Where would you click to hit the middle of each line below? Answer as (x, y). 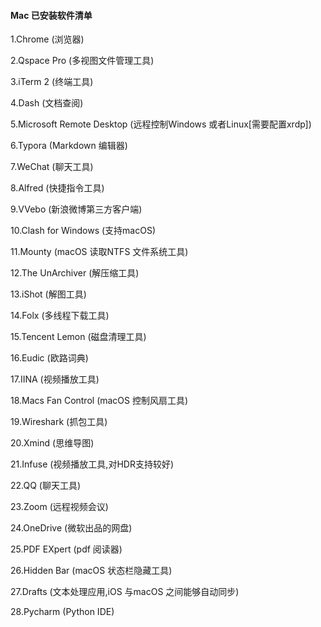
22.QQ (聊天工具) (46, 486)
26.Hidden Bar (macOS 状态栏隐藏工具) (91, 571)
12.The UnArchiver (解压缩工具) (75, 273)
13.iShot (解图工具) (48, 294)
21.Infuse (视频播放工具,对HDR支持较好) (92, 464)
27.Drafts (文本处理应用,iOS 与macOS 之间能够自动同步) (125, 592)
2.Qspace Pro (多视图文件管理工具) (82, 61)
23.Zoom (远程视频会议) (59, 507)
